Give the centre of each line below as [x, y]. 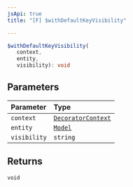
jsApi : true [24, 14]
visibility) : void [43, 65]
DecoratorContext [82, 118]
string [64, 137]
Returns [25, 161]
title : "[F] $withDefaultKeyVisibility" [67, 20]
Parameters [33, 88]
